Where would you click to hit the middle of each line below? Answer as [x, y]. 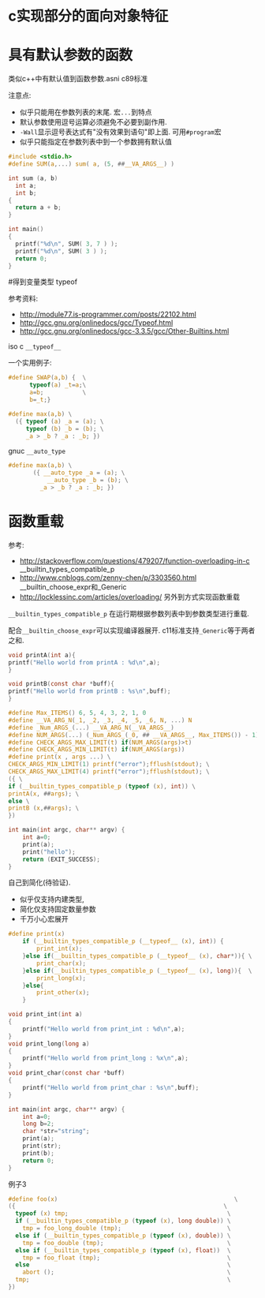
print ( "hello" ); [49, 852]
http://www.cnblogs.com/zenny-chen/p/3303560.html [108, 578]
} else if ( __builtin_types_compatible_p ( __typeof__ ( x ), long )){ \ [137, 971]
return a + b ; [38, 208]
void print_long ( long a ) [49, 1044]
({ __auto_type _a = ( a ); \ [79, 473]
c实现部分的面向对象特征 [88, 16]
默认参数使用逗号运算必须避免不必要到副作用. [93, 122]
